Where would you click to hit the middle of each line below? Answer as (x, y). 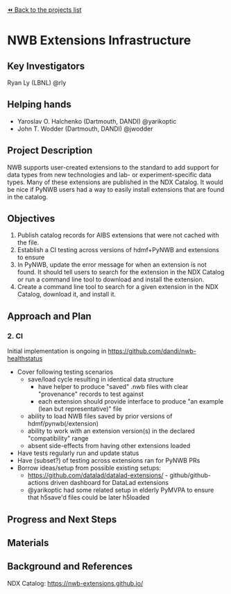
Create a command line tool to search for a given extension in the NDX (118, 287)
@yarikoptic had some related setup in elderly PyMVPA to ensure (121, 490)
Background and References (70, 567)
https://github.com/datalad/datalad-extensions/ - (98, 475)
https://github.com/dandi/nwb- (152, 351)
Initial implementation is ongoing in (57, 351)
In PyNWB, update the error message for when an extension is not (112, 265)
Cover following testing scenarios (65, 372)
